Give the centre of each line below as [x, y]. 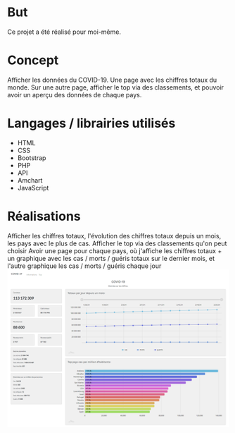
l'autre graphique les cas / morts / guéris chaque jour [84, 266]
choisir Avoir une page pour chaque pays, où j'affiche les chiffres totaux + [115, 250]
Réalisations [44, 216]
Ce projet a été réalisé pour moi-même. [64, 32]
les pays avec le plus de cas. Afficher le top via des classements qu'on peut [117, 243]
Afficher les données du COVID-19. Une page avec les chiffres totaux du [112, 80]
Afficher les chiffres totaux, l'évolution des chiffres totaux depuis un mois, [114, 236]
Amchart [30, 180]
